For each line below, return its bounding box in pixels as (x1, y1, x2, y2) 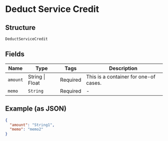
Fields (5, 50, 25, 58)
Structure (5, 23, 36, 32)
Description (109, 65, 137, 72)
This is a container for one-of (85, 73, 156, 80)
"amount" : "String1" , (9, 122, 55, 128)
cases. (85, 79, 101, 86)
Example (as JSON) (5, 105, 66, 113)
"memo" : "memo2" (9, 127, 43, 132)
